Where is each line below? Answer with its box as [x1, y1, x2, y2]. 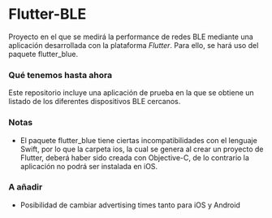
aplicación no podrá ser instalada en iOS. [19, 161, 158, 171]
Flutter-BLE [8, 5, 87, 24]
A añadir [8, 181, 43, 193]
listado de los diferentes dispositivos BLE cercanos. [8, 97, 181, 107]
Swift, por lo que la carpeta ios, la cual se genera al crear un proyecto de [19, 144, 264, 154]
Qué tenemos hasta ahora [8, 69, 112, 81]
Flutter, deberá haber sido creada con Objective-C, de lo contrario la [19, 152, 250, 163]
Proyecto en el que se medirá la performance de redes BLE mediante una [8, 32, 253, 41]
